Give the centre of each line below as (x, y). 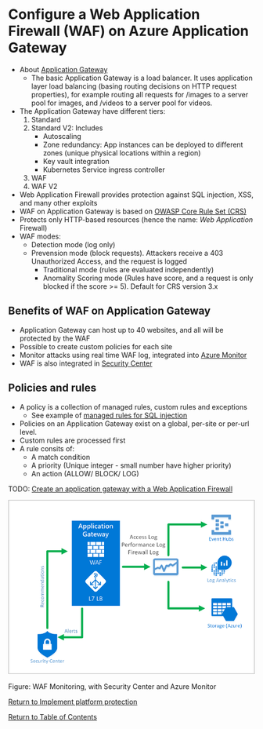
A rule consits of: (47, 448)
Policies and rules (52, 388)
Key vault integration (76, 161)
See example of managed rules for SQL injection (109, 415)
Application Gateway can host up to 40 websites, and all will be (121, 330)
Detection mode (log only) (73, 244)
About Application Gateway (63, 69)
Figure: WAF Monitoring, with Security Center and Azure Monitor (112, 687)
